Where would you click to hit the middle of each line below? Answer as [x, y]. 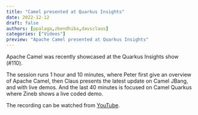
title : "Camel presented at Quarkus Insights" [65, 12]
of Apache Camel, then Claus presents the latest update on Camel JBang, [97, 81]
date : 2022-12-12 [28, 17]
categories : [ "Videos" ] [36, 34]
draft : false [22, 23]
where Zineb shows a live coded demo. [55, 94]
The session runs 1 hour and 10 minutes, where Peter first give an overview [99, 75]
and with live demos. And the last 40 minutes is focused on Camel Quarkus [99, 87]
